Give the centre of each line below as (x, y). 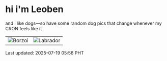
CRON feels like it (24, 28)
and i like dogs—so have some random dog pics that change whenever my (83, 23)
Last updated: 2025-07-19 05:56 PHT (45, 53)
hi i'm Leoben (34, 9)
